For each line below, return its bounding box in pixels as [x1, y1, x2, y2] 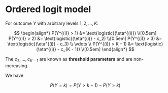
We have [5, 72, 24, 78]
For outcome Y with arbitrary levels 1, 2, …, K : [5, 20, 99, 26]
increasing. [5, 62, 29, 69]
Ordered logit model [5, 4, 91, 15]
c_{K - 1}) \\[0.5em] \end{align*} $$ [60, 46, 135, 52]
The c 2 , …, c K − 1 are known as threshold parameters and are [5, 56, 133, 63]
